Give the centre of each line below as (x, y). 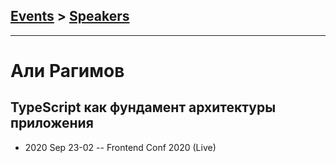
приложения (52, 123)
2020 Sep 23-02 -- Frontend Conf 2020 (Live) (120, 147)
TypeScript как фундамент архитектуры (143, 107)
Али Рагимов (67, 71)
